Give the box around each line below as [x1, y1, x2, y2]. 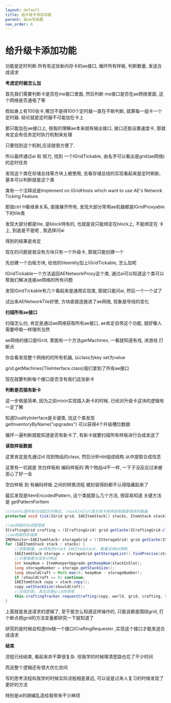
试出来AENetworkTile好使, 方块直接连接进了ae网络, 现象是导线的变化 [5, 299, 149, 305]
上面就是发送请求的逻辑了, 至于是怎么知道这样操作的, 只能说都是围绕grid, [5, 608, 158, 614]
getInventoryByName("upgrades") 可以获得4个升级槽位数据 [5, 421, 131, 427]
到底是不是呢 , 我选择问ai [12, 227, 65, 233]
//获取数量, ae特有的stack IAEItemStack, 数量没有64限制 [14, 546, 128, 552]
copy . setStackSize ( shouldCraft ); [14, 584, 85, 590]
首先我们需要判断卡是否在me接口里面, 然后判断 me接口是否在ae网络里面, [5, 91, 158, 97]
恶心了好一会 [5, 471, 32, 477]
